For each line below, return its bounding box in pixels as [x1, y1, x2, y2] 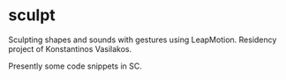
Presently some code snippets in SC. [8, 61, 142, 71]
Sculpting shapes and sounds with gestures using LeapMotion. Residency [8, 34, 277, 45]
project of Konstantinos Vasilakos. [8, 43, 132, 54]
